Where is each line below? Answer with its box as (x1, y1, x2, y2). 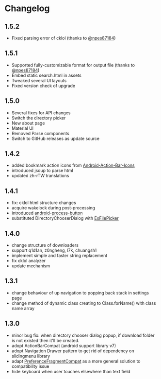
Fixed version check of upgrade (11, 83, 76, 88)
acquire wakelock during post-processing (11, 205, 96, 211)
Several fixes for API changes (11, 110, 71, 116)
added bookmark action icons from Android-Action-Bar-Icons (11, 162, 135, 168)
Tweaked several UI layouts (11, 77, 67, 83)
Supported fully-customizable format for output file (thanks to (11, 62, 135, 68)
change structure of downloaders (11, 242, 79, 248)
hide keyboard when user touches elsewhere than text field (11, 368, 130, 374)
